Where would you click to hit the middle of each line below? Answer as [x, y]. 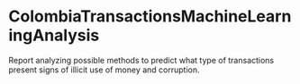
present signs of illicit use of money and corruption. [104, 70]
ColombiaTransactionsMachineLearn [150, 17]
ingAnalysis [54, 35]
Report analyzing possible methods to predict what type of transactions [141, 60]
